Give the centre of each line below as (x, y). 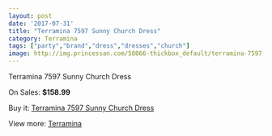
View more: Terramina (45, 123)
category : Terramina (43, 38)
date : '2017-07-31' (41, 23)
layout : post (30, 16)
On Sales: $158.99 (40, 92)
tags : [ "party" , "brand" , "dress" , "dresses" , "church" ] (99, 46)
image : (19, 53)
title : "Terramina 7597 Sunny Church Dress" (85, 31)
